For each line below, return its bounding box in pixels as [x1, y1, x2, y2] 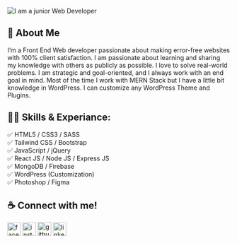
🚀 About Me [7, 27, 60, 39]
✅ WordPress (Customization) [7, 170, 95, 178]
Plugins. [7, 90, 31, 99]
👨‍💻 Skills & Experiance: [7, 112, 111, 124]
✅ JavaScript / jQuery [7, 146, 71, 155]
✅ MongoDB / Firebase [7, 162, 75, 170]
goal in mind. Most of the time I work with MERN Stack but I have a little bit [7, 76, 225, 84]
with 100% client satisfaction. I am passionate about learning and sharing [7, 53, 221, 61]
